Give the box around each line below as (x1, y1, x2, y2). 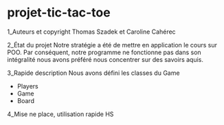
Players (16, 82, 39, 90)
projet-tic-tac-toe (7, 5, 111, 21)
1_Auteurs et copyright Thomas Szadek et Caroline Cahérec (7, 27, 177, 36)
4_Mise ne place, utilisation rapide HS (7, 110, 114, 118)
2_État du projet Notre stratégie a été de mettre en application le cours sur (7, 41, 218, 49)
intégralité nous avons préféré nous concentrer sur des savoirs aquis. (7, 55, 204, 63)
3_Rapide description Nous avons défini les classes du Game (7, 69, 180, 77)
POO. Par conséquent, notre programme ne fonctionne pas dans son (7, 48, 201, 56)
